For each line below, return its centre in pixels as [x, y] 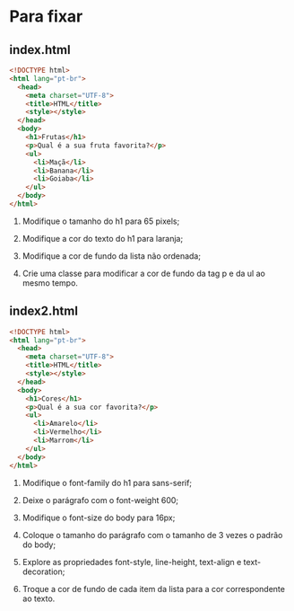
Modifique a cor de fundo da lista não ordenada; [112, 256]
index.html [40, 50]
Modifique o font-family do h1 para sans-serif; [107, 483]
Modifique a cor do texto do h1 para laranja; [103, 238]
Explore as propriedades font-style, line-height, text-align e [132, 562]
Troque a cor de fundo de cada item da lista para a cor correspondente [153, 589]
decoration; [43, 571]
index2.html [44, 311]
